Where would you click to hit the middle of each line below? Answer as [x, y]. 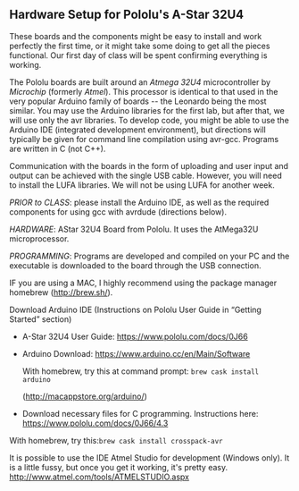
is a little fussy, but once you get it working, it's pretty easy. [119, 467]
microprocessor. [39, 238]
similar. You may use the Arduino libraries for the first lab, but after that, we [147, 110]
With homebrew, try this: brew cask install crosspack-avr [116, 440]
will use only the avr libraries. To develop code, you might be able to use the [149, 120]
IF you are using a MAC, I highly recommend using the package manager [143, 283]
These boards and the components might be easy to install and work [136, 36]
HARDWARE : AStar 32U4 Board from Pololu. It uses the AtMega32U [134, 229]
